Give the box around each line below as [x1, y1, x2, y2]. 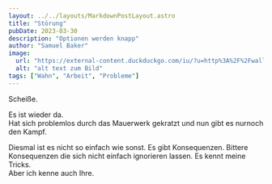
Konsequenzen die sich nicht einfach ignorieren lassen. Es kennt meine [8, 151, 246, 161]
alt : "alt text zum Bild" [15, 65, 104, 73]
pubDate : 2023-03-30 [8, 27, 79, 35]
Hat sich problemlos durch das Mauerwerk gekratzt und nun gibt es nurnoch [8, 118, 264, 128]
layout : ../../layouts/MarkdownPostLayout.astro [8, 11, 176, 20]
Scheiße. [8, 94, 38, 103]
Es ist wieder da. [8, 110, 64, 119]
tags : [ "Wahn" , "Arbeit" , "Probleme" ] [8, 72, 139, 80]
